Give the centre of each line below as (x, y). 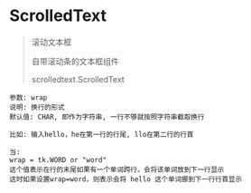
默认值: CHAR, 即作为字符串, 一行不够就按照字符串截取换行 (107, 117)
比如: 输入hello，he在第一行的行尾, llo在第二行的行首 (102, 134)
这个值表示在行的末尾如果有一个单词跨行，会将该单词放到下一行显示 (117, 169)
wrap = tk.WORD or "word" (58, 159)
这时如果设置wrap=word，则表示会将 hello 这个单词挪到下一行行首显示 (125, 179)
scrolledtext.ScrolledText (78, 79)
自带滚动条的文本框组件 (75, 61)
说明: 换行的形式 (37, 107)
